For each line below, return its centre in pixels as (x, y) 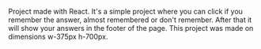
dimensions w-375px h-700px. (58, 36)
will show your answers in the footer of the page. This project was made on (131, 28)
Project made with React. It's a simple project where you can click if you (126, 11)
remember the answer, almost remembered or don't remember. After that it (130, 20)
